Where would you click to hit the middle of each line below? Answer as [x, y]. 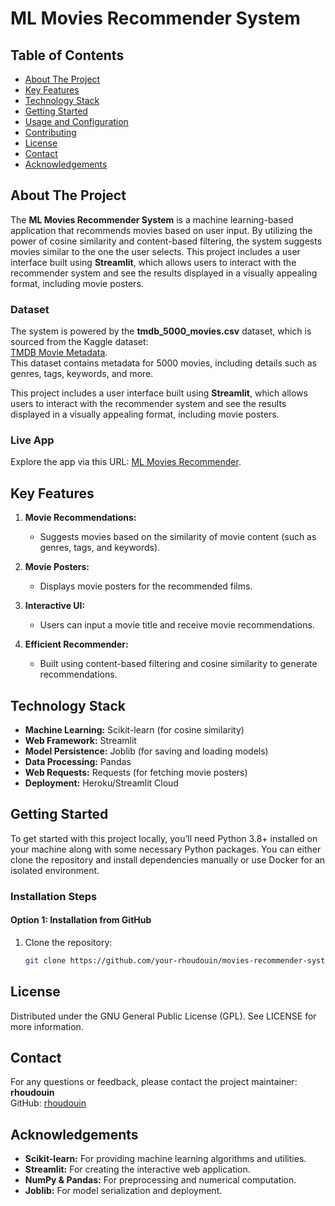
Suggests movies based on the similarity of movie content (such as [178, 537]
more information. [47, 1026]
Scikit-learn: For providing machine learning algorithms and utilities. [165, 1159]
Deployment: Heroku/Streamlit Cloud [101, 783]
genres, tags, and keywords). [100, 548]
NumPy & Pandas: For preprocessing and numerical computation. [160, 1180]
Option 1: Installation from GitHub [81, 920]
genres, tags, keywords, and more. [82, 374]
